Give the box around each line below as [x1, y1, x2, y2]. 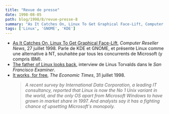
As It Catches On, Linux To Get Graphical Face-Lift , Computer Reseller [12, 40, 159, 46]
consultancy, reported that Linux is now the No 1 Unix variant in [25, 87, 157, 93]
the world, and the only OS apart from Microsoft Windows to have [25, 93, 163, 99]
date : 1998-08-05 [5, 12, 42, 17]
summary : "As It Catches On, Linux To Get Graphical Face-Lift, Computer [5, 21, 164, 27]
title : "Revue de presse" [5, 7, 60, 13]
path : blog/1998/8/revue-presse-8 [5, 17, 78, 22]
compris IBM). [12, 56, 42, 62]
